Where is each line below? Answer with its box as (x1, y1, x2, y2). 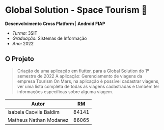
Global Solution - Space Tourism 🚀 (5, 4, 147, 16)
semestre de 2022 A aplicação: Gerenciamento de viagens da (17, 73, 142, 79)
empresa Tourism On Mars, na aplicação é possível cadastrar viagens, (17, 78, 160, 84)
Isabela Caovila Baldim (7, 108, 60, 115)
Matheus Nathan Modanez (7, 116, 69, 123)
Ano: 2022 (12, 40, 34, 46)
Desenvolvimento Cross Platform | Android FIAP (5, 21, 106, 26)
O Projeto (5, 55, 34, 63)
